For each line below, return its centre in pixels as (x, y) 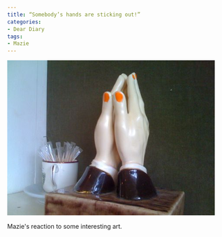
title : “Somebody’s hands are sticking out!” (74, 14)
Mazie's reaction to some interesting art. (65, 227)
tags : (15, 37)
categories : (24, 22)
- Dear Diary (26, 29)
